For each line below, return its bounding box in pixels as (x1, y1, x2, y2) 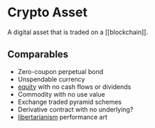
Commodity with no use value (17, 90, 105, 98)
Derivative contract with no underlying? (17, 105, 134, 114)
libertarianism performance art (17, 112, 108, 121)
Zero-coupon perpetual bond (17, 67, 104, 75)
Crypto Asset (7, 4, 87, 21)
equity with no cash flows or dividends (17, 82, 132, 91)
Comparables (7, 48, 69, 60)
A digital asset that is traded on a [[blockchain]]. (7, 28, 148, 36)
